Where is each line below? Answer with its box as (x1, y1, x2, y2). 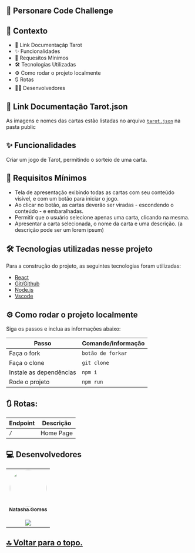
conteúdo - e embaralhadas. (14, 207, 84, 215)
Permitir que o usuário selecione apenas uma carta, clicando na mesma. (14, 214, 190, 221)
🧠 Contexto (6, 26, 48, 36)
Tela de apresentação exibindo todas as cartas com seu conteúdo (14, 189, 175, 196)
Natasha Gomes (9, 506, 48, 512)
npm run (82, 379, 103, 385)
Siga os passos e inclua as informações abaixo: (6, 325, 121, 332)
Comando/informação (82, 339, 145, 348)
